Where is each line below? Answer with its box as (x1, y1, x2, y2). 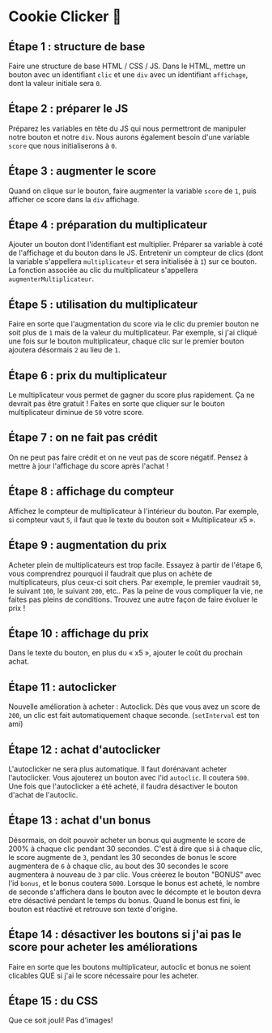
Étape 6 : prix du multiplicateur (8, 369, 168, 383)
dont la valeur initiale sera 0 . (8, 79, 102, 88)
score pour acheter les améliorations (8, 940, 198, 954)
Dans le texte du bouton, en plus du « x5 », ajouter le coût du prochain (8, 648, 243, 658)
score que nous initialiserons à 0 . (8, 140, 117, 150)
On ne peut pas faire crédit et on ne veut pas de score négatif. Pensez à (8, 452, 249, 462)
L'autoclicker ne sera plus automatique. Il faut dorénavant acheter (8, 763, 227, 774)
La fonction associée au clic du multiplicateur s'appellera (8, 266, 198, 275)
